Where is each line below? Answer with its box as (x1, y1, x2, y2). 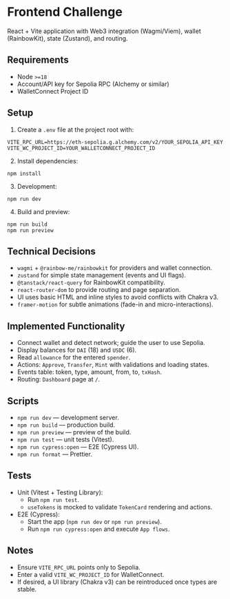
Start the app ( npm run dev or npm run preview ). (27, 517, 162, 525)
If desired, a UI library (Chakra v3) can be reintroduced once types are (17, 578, 218, 586)
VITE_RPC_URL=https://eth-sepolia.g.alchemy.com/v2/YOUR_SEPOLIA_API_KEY (7, 138, 224, 145)
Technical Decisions (7, 245, 96, 257)
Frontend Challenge (7, 4, 123, 20)
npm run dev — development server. (17, 414, 119, 421)
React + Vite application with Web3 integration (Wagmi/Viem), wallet (7, 27, 201, 35)
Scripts (7, 395, 39, 407)
